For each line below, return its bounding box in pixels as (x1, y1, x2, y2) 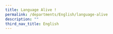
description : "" (5, 16, 39, 21)
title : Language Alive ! (5, 7, 57, 12)
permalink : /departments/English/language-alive (5, 12, 108, 17)
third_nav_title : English (5, 21, 59, 26)
